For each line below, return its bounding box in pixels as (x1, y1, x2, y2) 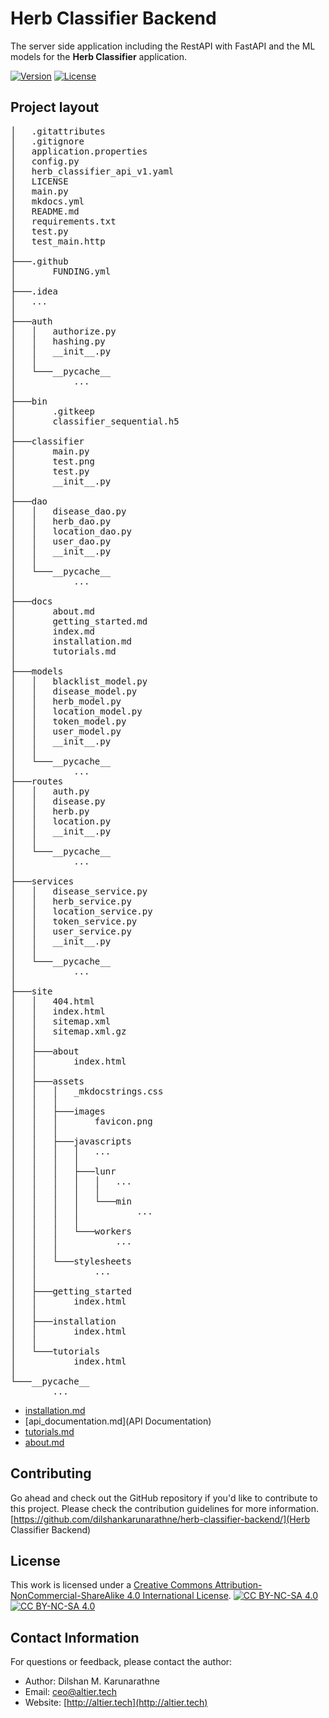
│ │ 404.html (10, 995, 95, 1007)
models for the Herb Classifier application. (10, 50, 187, 62)
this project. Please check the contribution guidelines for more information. (10, 1502, 319, 1514)
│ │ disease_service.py (10, 885, 148, 897)
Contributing (10, 1465, 92, 1482)
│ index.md (10, 625, 95, 637)
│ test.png (10, 455, 95, 467)
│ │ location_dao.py (10, 525, 132, 537)
